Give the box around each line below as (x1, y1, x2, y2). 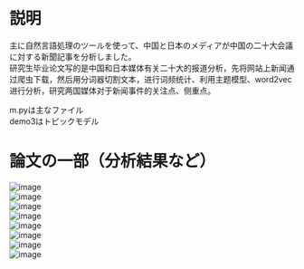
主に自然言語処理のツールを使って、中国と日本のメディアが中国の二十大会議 (9, 40, 294, 51)
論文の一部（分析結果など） (9, 151, 216, 172)
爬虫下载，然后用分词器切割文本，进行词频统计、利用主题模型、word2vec (16, 73, 292, 84)
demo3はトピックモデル (9, 115, 100, 127)
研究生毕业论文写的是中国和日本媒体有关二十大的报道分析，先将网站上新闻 (9, 62, 287, 73)
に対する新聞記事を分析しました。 (9, 51, 137, 62)
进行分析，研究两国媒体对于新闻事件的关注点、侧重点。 (9, 85, 215, 96)
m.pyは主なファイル (9, 104, 84, 115)
